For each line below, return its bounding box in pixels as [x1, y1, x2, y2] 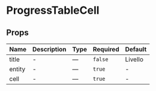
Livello [125, 55, 144, 63]
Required [92, 45, 119, 53]
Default [125, 45, 147, 53]
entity [9, 65, 26, 73]
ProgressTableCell [6, 4, 100, 17]
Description [32, 45, 67, 53]
